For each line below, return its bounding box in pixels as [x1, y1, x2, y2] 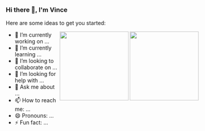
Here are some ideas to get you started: [6, 20, 106, 27]
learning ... [14, 51, 42, 58]
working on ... [14, 38, 50, 45]
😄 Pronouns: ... [14, 112, 54, 119]
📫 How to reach [14, 97, 56, 104]
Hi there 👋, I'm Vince [6, 6, 68, 14]
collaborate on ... [14, 64, 58, 71]
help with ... [14, 77, 44, 84]
